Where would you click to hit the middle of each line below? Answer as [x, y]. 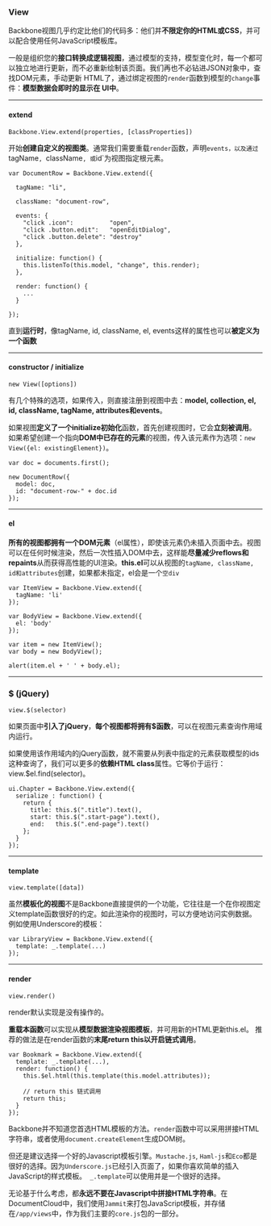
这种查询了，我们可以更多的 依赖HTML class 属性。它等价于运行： [117, 764]
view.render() [32, 996]
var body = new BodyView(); [56, 651]
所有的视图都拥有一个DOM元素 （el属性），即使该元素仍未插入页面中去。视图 [135, 542]
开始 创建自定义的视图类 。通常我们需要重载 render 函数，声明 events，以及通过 [133, 148]
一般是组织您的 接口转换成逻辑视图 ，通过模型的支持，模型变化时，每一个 [128, 58]
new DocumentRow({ [39, 477]
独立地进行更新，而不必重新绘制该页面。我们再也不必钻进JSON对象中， [134, 68]
